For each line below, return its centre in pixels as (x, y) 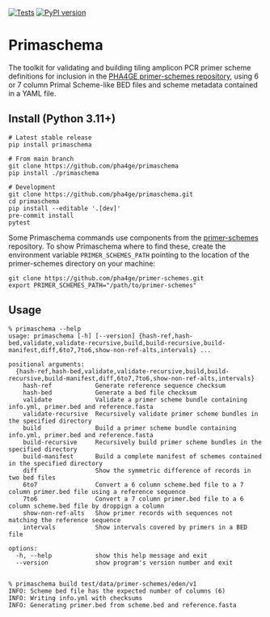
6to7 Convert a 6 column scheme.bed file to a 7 (133, 485)
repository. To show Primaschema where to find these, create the (117, 246)
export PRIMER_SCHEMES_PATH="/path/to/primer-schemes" (103, 285)
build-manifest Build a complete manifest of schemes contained (143, 456)
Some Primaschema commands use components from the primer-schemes (133, 237)
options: (23, 548)
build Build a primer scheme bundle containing (130, 428)
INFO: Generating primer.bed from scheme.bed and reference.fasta (122, 605)
